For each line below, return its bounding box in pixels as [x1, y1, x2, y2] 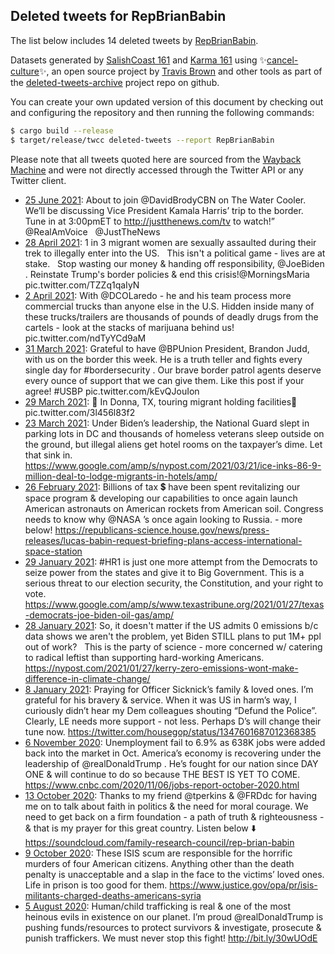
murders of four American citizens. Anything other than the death [24, 857, 295, 869]
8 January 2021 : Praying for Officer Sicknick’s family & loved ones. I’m [24, 683, 314, 695]
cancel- [266, 54, 299, 66]
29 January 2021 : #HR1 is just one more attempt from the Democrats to [24, 555, 318, 568]
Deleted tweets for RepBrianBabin [10, 8, 227, 25]
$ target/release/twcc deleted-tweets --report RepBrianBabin [10, 135, 275, 145]
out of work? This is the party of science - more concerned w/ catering [24, 640, 323, 653]
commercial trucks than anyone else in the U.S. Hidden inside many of [24, 300, 315, 312]
